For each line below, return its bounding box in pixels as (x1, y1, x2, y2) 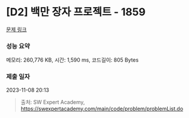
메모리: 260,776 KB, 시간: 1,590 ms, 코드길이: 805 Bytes (6, 56, 139, 63)
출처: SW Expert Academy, (20, 98, 85, 106)
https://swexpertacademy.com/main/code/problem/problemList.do (20, 105, 184, 112)
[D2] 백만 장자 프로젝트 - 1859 (6, 5, 146, 19)
